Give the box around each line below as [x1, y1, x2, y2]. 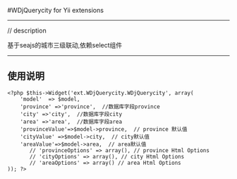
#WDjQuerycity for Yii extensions [7, 6, 104, 14]
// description [7, 26, 47, 35]
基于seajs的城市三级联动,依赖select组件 [7, 41, 123, 49]
